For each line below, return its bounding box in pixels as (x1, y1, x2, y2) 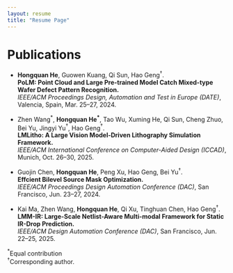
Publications (7, 47, 81, 63)
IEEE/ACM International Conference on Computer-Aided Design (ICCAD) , (17, 146, 227, 154)
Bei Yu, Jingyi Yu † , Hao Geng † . (17, 123, 105, 132)
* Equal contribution (7, 248, 63, 258)
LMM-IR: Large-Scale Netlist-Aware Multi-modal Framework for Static (17, 212, 225, 220)
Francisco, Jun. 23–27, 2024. (17, 190, 101, 198)
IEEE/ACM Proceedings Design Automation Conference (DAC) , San (17, 182, 209, 192)
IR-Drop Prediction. (17, 219, 75, 228)
